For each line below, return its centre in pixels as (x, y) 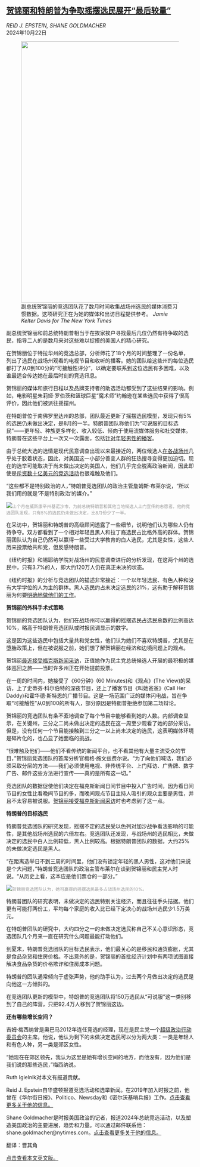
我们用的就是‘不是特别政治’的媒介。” (49, 493)
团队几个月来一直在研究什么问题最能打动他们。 (68, 936)
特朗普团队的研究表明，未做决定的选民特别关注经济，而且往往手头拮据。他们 (100, 901)
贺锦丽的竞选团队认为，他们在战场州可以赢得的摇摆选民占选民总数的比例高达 (100, 620)
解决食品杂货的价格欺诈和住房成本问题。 (56, 963)
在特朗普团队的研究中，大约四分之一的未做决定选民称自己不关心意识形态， (97, 929)
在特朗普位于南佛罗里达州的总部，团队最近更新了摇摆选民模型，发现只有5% (99, 415)
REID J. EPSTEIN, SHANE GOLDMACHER (56, 25)
